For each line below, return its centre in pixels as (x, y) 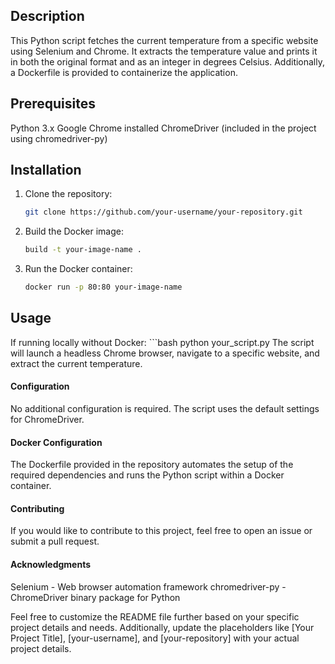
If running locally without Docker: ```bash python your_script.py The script (162, 342)
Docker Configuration (56, 442)
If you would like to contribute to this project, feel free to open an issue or (161, 531)
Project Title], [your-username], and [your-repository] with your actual (155, 638)
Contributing (37, 508)
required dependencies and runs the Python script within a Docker (147, 475)
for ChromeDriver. (47, 420)
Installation (46, 170)
